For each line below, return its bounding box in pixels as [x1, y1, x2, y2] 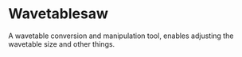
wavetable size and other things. [8, 39, 115, 48]
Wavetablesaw [8, 5, 109, 23]
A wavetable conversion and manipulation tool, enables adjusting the [8, 31, 234, 40]
